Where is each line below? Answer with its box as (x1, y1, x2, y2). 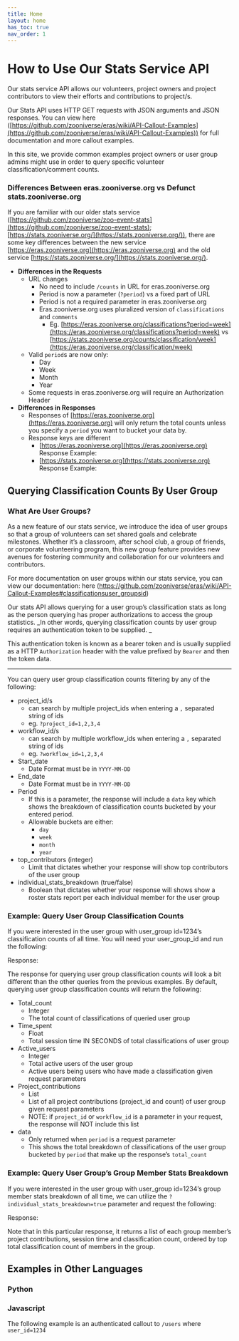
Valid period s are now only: (28, 351, 109, 359)
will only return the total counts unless (114, 418, 226, 428)
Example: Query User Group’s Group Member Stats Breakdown (7, 1168, 229, 1178)
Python (7, 1284, 33, 1294)
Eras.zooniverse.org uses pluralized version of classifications (38, 305, 225, 314)
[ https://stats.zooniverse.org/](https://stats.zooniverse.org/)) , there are (7, 231, 216, 239)
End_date (17, 772, 46, 781)
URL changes (28, 275, 68, 284)
